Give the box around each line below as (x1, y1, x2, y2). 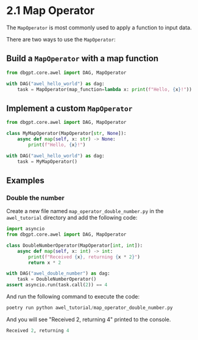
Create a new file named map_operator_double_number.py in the (6, 208, 164, 215)
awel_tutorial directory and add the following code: (6, 214, 138, 222)
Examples (6, 175, 44, 186)
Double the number (6, 194, 65, 202)
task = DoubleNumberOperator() (17, 276, 97, 283)
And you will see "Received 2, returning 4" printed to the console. (6, 316, 171, 323)
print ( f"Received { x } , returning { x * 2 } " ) (28, 254, 140, 260)
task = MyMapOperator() (17, 158, 78, 165)
